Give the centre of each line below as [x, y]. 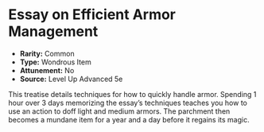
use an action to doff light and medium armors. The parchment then [119, 111]
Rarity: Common [47, 53]
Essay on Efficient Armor [92, 15]
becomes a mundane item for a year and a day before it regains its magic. [129, 119]
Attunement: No [47, 70]
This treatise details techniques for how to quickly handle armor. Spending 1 [132, 94]
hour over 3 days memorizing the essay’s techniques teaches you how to [128, 103]
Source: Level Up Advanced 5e [71, 79]
